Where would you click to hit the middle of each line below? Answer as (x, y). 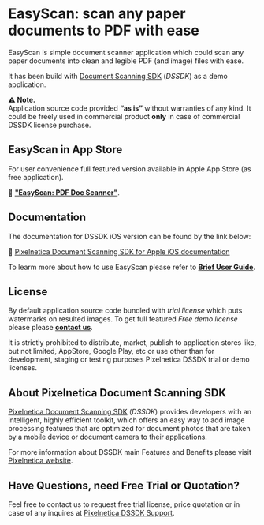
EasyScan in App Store (65, 150)
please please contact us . (50, 328)
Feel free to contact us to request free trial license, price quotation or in (124, 504)
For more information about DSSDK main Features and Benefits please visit (130, 452)
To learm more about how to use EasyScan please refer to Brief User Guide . (132, 267)
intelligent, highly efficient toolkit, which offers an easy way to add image (126, 420)
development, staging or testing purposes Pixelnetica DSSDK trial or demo (129, 359)
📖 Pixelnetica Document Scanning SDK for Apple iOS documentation (119, 251)
